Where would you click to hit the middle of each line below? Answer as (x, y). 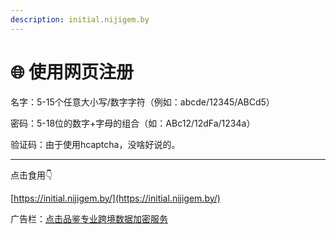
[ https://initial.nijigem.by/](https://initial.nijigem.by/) (115, 198)
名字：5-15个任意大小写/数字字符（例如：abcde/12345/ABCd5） (142, 102)
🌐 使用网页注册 (72, 72)
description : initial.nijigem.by (80, 19)
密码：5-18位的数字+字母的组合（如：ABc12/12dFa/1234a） (133, 123)
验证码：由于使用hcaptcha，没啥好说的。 (95, 144)
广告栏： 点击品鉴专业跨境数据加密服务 (89, 218)
